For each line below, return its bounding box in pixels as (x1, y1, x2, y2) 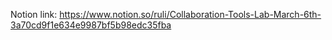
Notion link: (10, 9, 58, 20)
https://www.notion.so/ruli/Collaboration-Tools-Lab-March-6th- (59, 9, 322, 20)
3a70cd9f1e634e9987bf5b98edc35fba (10, 19, 172, 31)
